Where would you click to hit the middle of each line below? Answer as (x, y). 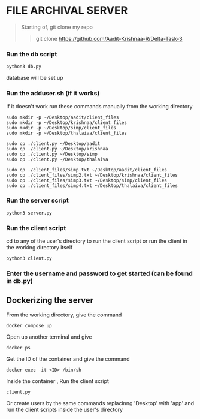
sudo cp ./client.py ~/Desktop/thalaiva (57, 159)
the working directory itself (40, 248)
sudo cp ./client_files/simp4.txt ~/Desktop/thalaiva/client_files (92, 186)
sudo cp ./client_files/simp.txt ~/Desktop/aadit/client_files (87, 170)
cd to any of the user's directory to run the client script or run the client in (97, 241)
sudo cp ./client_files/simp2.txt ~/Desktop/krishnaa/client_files (92, 175)
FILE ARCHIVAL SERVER (67, 10)
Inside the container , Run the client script (58, 381)
